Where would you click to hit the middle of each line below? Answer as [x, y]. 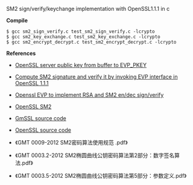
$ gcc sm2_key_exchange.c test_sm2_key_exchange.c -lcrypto [84, 37]
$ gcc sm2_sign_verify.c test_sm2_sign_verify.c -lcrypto [81, 31]
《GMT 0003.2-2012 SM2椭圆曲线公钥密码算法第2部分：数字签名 [95, 155]
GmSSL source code [40, 118]
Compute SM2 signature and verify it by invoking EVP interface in [96, 77]
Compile [17, 20]
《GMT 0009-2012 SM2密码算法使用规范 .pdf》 [71, 142]
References [21, 53]
